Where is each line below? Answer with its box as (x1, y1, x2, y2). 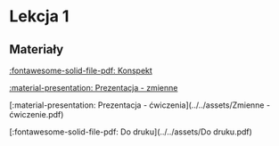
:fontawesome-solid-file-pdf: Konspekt (9, 65, 153, 76)
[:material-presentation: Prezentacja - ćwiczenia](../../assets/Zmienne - (9, 100, 270, 110)
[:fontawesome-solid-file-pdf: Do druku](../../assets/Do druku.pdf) (9, 126, 252, 137)
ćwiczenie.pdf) (9, 109, 64, 119)
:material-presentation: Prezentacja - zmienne (9, 83, 178, 93)
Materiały (9, 42, 64, 57)
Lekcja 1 (9, 6, 70, 27)
